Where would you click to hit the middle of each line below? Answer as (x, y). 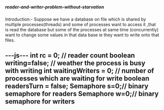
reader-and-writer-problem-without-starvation (55, 7)
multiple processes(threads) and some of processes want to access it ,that (81, 24)
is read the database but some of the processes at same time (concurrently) (82, 29)
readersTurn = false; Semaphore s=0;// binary (77, 86)
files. (10, 40)
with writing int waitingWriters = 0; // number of (80, 71)
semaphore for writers (40, 101)
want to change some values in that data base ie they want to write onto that (82, 35)
